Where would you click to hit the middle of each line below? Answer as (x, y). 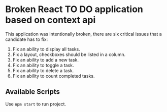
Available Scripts (32, 92)
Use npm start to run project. (36, 104)
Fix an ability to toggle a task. (43, 65)
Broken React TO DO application (74, 9)
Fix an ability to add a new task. (46, 60)
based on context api (51, 20)
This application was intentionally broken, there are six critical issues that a (84, 34)
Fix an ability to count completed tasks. (54, 76)
